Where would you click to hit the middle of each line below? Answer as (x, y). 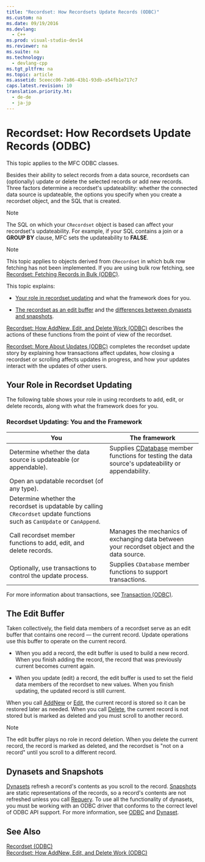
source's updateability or (145, 463)
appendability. (130, 471)
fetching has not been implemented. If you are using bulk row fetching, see (101, 268)
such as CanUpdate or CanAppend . (55, 521)
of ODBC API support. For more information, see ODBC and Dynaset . (93, 813)
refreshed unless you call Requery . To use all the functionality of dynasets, (100, 799)
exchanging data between (147, 539)
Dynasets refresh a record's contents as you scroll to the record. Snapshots (101, 786)
